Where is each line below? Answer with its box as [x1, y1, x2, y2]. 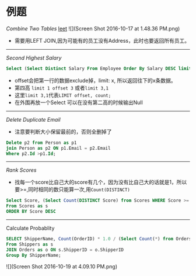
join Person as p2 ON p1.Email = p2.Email [6, 145, 111, 151]
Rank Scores [6, 167, 37, 174]
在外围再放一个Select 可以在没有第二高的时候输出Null [14, 99, 143, 106]
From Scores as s [6, 203, 48, 209]
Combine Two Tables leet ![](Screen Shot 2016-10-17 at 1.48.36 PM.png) [6, 25, 180, 32]
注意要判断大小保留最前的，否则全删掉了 [14, 128, 112, 135]
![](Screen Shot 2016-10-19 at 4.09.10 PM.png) [6, 263, 118, 270]
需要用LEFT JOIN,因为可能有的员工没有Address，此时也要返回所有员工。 [14, 37, 190, 44]
